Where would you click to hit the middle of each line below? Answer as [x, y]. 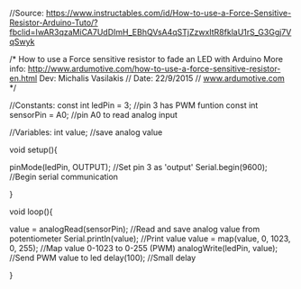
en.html [23, 78]
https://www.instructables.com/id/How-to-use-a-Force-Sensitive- [169, 13]
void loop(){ [31, 212]
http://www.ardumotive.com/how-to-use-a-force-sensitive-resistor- [154, 68]
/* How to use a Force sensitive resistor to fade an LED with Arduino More [146, 59]
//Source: [27, 13]
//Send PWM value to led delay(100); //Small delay [103, 257]
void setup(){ [34, 149]
